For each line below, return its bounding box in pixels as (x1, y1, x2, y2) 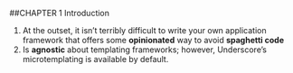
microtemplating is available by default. (22, 54, 169, 64)
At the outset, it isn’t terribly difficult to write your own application (22, 25, 267, 35)
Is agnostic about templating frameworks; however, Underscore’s (22, 44, 267, 55)
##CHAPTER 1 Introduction (9, 8, 110, 18)
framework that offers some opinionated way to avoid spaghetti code (22, 35, 285, 45)
